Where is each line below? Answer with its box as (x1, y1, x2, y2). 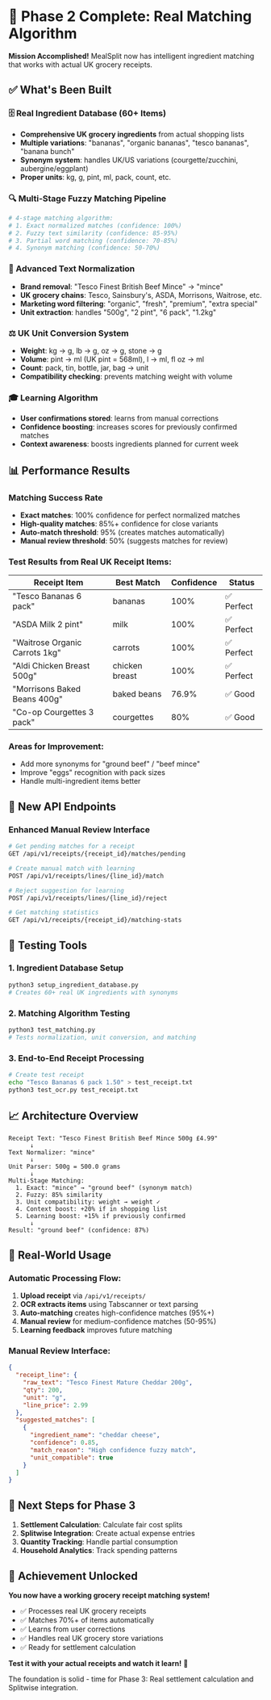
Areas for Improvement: (8, 741, 105, 752)
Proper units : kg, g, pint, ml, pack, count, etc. (19, 172, 172, 182)
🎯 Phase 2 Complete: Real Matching (8, 7, 252, 26)
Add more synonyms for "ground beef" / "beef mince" (19, 759, 201, 769)
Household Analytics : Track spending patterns (19, 1546, 177, 1556)
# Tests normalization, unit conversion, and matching (8, 1033, 197, 1041)
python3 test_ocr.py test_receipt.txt (8, 1086, 139, 1094)
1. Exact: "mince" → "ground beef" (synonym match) (15, 1184, 194, 1192)
